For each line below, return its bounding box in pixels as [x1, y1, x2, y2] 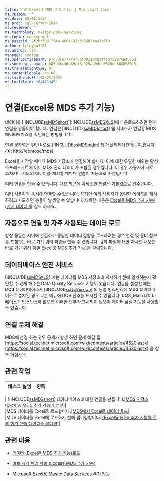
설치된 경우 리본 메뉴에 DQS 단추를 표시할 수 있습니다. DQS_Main [18, 293, 143, 299]
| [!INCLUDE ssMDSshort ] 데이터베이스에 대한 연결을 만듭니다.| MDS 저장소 [5, 396, 149, 402]
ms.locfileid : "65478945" [5, 79, 58, 84]
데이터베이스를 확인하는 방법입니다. [5, 131, 72, 137]
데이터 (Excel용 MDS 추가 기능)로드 [12, 450, 81, 456]
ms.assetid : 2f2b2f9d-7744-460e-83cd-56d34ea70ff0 [5, 39, 110, 44]
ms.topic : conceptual [5, 35, 49, 39]
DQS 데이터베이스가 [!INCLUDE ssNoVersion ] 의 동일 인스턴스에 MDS [5, 287, 139, 292]
